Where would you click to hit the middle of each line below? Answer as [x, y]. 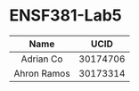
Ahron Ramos [42, 73]
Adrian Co [42, 59]
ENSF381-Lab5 [65, 16]
